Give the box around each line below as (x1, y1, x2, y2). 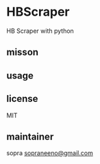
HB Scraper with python (6, 27, 75, 35)
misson (6, 46, 39, 58)
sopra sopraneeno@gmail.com (6, 149, 93, 157)
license (6, 93, 38, 105)
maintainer (6, 131, 54, 142)
